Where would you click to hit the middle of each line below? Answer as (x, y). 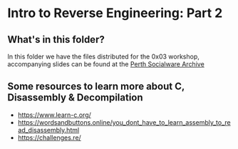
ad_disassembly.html (48, 130)
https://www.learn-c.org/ (54, 115)
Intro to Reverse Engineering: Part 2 (115, 13)
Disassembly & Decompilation (76, 98)
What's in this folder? (56, 40)
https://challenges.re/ (50, 138)
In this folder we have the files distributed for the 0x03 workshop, (103, 56)
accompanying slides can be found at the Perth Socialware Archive (106, 64)
